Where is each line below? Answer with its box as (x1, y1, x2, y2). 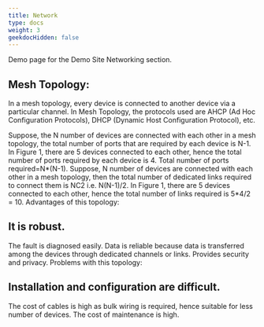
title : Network (8, 11, 58, 20)
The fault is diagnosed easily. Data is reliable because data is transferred (8, 241, 244, 250)
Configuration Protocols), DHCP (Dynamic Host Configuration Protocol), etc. (8, 116, 256, 125)
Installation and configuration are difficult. (8, 281, 221, 294)
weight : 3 (8, 26, 41, 34)
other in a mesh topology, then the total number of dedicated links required (8, 172, 252, 182)
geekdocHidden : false (8, 33, 80, 42)
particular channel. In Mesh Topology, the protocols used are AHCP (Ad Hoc (8, 107, 256, 116)
